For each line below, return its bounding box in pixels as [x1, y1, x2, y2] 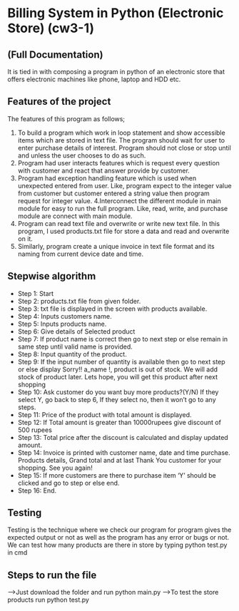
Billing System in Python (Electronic [7, 5, 224, 21]
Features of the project [7, 96, 111, 108]
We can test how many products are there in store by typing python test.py [7, 540, 228, 550]
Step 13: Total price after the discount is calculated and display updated [17, 433, 228, 441]
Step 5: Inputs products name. [17, 319, 107, 328]
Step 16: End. [17, 486, 57, 495]
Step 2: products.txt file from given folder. [17, 297, 141, 305]
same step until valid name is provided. [17, 342, 133, 351]
